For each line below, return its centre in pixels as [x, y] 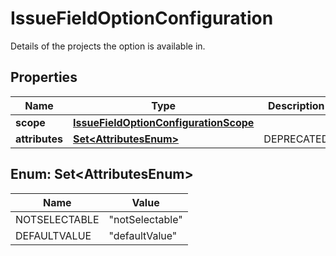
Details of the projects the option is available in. [108, 46]
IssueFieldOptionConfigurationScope [164, 122]
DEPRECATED [296, 139]
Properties [44, 77]
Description [296, 105]
